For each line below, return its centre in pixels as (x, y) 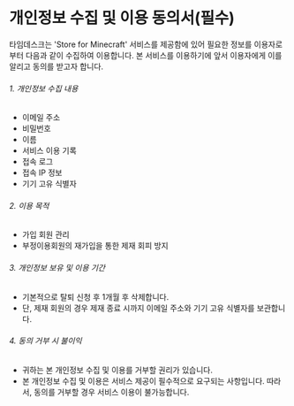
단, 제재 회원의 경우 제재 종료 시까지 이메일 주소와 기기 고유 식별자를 (138, 308)
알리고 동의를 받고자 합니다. (57, 66)
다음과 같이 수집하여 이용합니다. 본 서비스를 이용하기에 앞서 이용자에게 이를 (154, 55)
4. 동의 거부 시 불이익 (45, 341)
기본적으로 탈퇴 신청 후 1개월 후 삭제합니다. (95, 296)
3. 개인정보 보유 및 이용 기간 (57, 267)
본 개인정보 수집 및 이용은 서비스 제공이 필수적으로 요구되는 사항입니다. (143, 380)
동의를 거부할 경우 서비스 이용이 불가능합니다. (112, 392)
